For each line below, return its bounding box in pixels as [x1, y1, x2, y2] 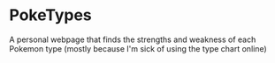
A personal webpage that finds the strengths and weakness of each [9, 34, 256, 45]
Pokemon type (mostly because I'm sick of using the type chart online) [9, 43, 267, 53]
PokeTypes [9, 5, 92, 25]
